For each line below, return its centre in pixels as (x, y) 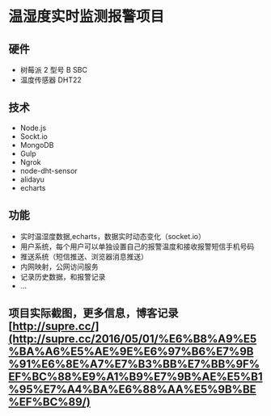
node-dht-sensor (49, 170)
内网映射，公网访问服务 (59, 267)
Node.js (33, 128)
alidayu (32, 179)
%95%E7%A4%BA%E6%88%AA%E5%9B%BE (132, 390)
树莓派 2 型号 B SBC (53, 70)
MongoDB (37, 145)
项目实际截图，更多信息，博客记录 (93, 313)
